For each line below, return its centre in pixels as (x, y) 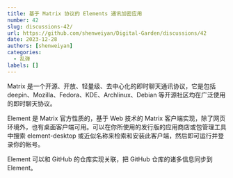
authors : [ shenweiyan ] (40, 46)
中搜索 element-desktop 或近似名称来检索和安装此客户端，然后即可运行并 (113, 136)
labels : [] (23, 65)
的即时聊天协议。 (32, 103)
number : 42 (23, 20)
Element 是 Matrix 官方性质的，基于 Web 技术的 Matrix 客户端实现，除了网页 (116, 118)
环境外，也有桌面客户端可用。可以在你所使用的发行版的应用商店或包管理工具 (117, 127)
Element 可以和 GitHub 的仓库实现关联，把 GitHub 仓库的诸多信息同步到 (110, 159)
